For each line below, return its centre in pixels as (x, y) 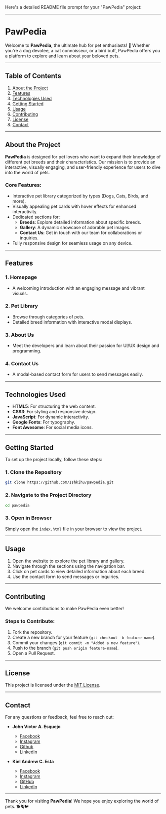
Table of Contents (33, 76)
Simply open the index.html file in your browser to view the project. (74, 529)
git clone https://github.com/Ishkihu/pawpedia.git (59, 483)
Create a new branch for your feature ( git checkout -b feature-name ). (84, 637)
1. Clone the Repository (33, 472)
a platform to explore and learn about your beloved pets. (62, 56)
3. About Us (20, 335)
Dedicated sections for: (36, 217)
